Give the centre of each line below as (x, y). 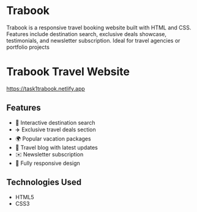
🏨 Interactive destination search (55, 122)
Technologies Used (44, 182)
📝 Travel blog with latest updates (56, 147)
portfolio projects (28, 47)
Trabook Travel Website (68, 72)
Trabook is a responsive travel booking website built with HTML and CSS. (99, 27)
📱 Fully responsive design (48, 163)
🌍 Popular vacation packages (53, 139)
